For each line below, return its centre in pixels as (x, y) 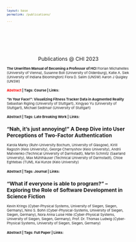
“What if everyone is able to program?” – (58, 184)
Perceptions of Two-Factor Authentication (59, 136)
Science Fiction (26, 197)
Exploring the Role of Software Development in (65, 190)
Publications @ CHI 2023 (68, 58)
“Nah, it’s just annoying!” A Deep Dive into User (66, 129)
